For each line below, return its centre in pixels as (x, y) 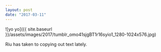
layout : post (19, 10)
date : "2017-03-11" (26, 15)
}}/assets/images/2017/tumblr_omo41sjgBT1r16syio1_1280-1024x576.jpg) (81, 34)
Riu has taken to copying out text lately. (46, 44)
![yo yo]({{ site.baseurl (29, 29)
